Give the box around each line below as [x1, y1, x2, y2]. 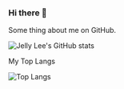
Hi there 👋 [8, 7, 48, 18]
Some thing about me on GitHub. [8, 26, 117, 35]
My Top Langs [8, 56, 56, 67]
